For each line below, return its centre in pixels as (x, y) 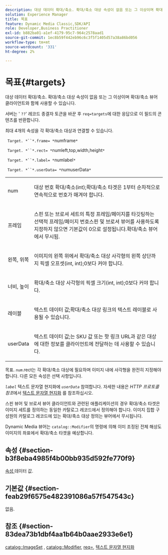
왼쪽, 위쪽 (18, 260)
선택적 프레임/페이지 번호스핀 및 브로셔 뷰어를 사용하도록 (96, 222)
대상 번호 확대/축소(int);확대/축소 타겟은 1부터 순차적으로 (97, 187)
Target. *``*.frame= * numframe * (43, 141)
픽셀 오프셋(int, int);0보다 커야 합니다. (82, 264)
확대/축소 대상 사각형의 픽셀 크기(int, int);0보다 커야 (91, 283)
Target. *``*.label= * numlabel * (41, 160)
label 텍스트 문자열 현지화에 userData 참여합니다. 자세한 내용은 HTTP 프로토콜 (82, 387)
